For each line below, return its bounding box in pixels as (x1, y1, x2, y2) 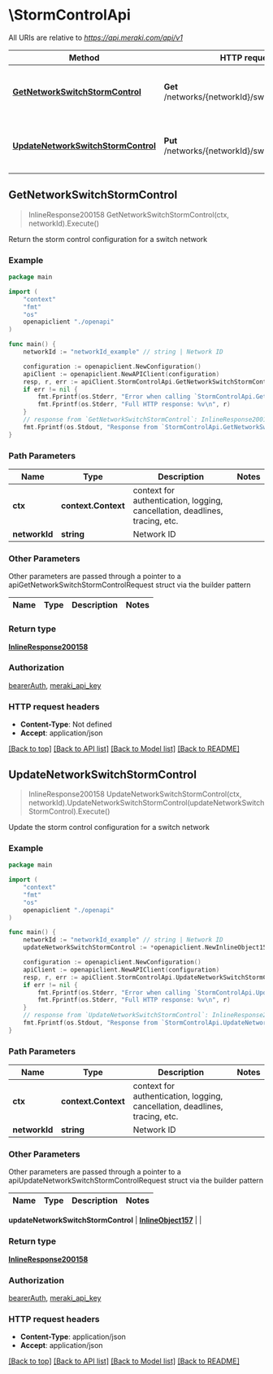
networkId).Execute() (28, 218, 100, 228)
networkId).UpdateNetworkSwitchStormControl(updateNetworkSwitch (28, 797, 265, 807)
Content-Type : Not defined (19, 719, 112, 730)
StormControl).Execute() (28, 806, 110, 816)
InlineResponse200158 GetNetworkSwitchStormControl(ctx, (28, 209, 230, 219)
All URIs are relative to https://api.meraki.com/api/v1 (8, 33, 183, 42)
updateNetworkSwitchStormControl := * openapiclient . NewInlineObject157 (23, 943, 271, 952)
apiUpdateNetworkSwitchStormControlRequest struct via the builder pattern (8, 1175, 264, 1186)
